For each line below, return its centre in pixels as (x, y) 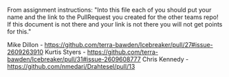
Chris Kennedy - (165, 59)
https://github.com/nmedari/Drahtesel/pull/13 (71, 66)
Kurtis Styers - (65, 52)
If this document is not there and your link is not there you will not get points (115, 24)
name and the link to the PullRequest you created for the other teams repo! (113, 17)
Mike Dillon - (25, 45)
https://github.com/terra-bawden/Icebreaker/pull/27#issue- (129, 45)
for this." (19, 31)
